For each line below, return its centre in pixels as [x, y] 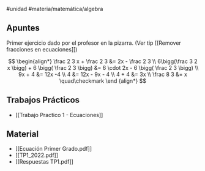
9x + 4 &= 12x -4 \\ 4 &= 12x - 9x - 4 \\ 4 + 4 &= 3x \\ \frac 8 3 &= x [103, 74]
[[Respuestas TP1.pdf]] [44, 162]
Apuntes [23, 28]
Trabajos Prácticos [43, 100]
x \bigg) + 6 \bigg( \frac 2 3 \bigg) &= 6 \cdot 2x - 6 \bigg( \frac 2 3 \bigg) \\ [103, 67]
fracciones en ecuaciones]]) [42, 49]
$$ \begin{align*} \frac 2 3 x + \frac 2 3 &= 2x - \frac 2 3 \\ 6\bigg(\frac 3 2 [103, 61]
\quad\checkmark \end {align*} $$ [103, 81]
